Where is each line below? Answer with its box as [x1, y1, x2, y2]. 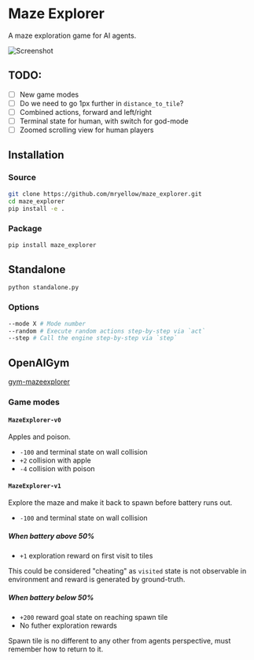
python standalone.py [8, 284, 79, 292]
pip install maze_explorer [8, 241, 97, 249]
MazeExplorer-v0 [8, 416, 61, 424]
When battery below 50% [8, 592, 94, 602]
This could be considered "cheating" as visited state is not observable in [8, 566, 247, 576]
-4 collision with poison [19, 464, 96, 474]
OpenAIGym [8, 356, 70, 370]
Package [8, 223, 42, 234]
